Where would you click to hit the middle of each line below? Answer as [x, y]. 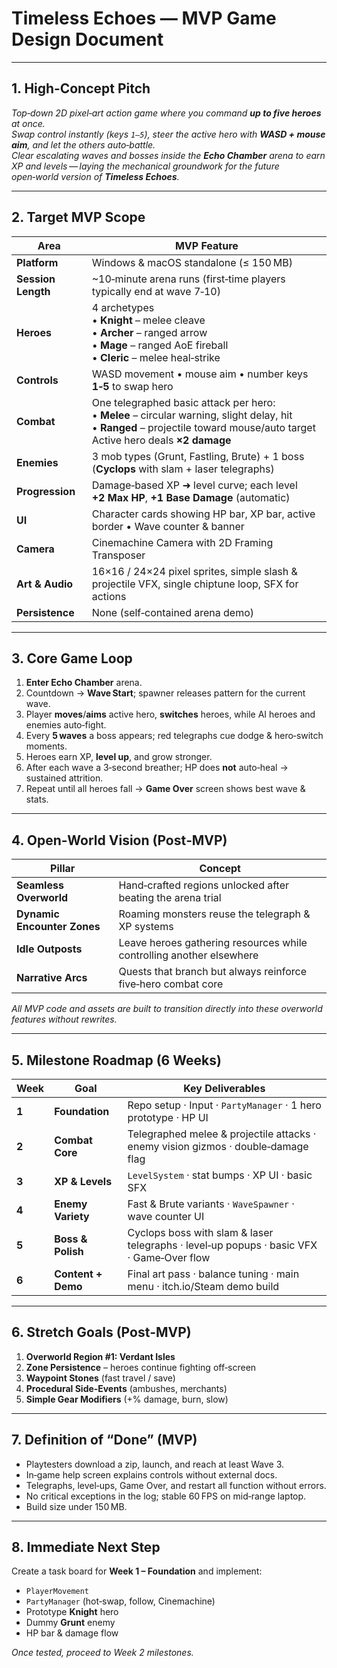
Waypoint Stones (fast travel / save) [100, 1378]
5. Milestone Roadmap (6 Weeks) [116, 1060]
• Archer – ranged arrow [149, 332]
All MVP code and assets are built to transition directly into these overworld [167, 1009]
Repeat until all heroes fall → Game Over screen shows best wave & [165, 789]
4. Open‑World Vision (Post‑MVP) [119, 840]
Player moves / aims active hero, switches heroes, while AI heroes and [170, 714]
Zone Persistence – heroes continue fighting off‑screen [141, 1367]
